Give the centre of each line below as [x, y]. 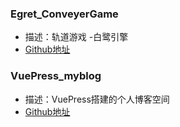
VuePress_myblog [56, 76]
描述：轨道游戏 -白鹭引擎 [76, 37]
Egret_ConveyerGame [64, 14]
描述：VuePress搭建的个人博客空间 [97, 99]
